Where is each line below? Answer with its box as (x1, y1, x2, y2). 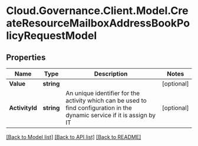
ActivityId (9, 104, 37, 112)
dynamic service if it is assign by (65, 111, 156, 119)
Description (94, 70, 128, 77)
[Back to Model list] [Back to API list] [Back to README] (6, 134, 141, 140)
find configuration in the (65, 104, 133, 112)
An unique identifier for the (65, 89, 140, 97)
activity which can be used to (65, 97, 147, 104)
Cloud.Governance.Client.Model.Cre (6, 4, 189, 18)
